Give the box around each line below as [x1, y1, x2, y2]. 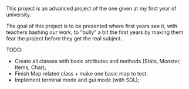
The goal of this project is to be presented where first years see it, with [6, 23, 178, 29]
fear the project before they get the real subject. [6, 35, 122, 42]
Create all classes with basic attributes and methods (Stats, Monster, [14, 58, 181, 64]
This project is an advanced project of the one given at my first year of [6, 5, 177, 12]
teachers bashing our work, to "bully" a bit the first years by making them [6, 29, 184, 36]
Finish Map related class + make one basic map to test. [14, 70, 148, 77]
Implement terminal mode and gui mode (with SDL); [14, 76, 140, 83]
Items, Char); [14, 64, 46, 71]
